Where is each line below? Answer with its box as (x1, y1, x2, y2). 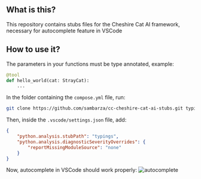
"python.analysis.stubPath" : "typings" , (17, 134, 119, 139)
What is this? (6, 5, 56, 15)
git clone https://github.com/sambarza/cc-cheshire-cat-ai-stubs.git (6, 105, 184, 111)
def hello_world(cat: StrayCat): (6, 77, 90, 83)
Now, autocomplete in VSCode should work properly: (6, 166, 138, 174)
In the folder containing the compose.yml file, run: (6, 94, 126, 101)
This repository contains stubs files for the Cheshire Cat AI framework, (6, 20, 181, 28)
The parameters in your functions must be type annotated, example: (6, 60, 175, 68)
